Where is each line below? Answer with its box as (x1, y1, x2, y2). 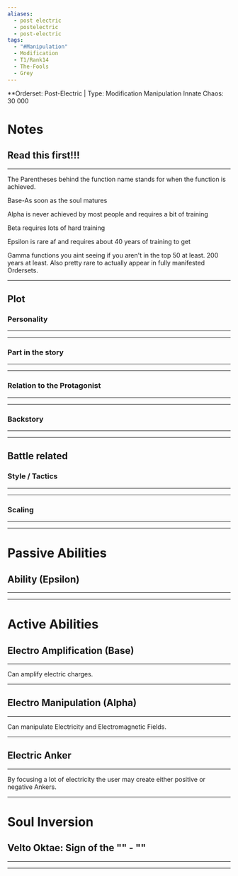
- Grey (13, 69, 33, 76)
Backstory (7, 414, 44, 424)
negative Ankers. (7, 783, 57, 791)
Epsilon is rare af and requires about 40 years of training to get (7, 237, 191, 246)
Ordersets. (7, 266, 39, 275)
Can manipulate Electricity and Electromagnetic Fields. (7, 722, 166, 731)
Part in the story (7, 347, 64, 357)
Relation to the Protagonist (7, 381, 101, 391)
